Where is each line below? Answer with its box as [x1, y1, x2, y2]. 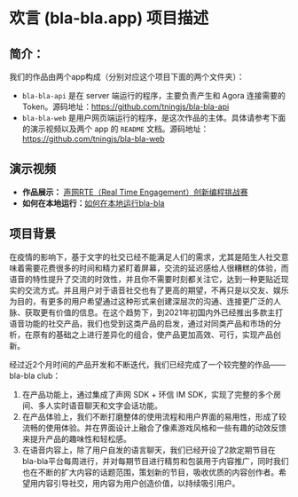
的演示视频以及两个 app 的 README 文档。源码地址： [21, 123, 209, 134]
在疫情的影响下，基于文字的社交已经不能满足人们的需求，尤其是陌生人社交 [9, 251, 281, 262]
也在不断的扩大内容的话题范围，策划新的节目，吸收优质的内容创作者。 [21, 467, 279, 477]
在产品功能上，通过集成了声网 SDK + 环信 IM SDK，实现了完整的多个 [21, 389, 274, 399]
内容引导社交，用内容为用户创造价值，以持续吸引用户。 [37, 477, 240, 488]
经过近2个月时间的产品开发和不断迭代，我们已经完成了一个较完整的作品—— [9, 359, 286, 369]
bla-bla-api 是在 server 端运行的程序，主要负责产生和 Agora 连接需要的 [21, 91, 286, 100]
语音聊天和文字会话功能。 [68, 400, 162, 411]
